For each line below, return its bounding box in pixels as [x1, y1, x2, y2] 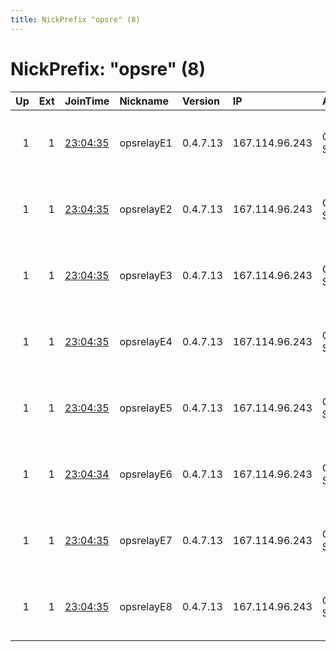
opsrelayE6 [119, 467, 173, 481]
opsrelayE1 [119, 136, 173, 150]
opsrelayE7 [119, 533, 173, 547]
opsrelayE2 [119, 202, 173, 216]
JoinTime [64, 94, 110, 108]
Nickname [119, 94, 169, 108]
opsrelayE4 [119, 334, 173, 348]
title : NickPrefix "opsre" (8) [10, 14, 141, 25]
